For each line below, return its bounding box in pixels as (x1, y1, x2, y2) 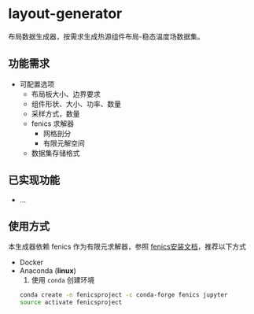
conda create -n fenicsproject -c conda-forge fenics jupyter (19, 291, 228, 299)
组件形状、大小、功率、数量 (31, 99, 122, 109)
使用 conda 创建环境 (31, 275, 95, 285)
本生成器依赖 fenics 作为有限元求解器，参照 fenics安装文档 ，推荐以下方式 (8, 242, 246, 252)
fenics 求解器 (31, 119, 75, 128)
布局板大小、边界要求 (31, 89, 101, 98)
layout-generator (8, 5, 123, 23)
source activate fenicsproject (19, 298, 123, 307)
